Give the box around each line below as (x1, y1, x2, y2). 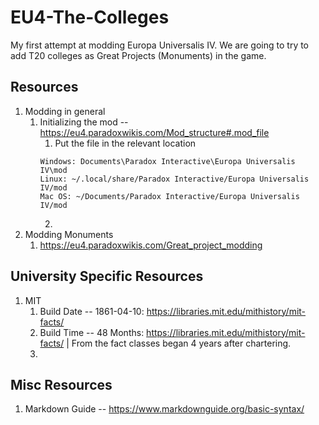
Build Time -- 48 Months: (39, 326, 145, 338)
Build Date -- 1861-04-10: (39, 305, 145, 317)
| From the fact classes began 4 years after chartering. (66, 337, 292, 349)
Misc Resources (10, 376, 113, 393)
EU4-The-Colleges (10, 6, 170, 29)
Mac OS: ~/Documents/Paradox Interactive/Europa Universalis (39, 191, 300, 201)
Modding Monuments (24, 228, 114, 240)
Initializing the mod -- (39, 116, 129, 128)
